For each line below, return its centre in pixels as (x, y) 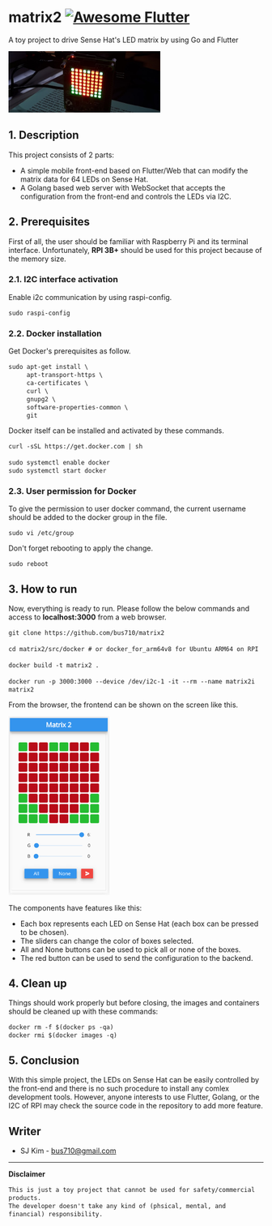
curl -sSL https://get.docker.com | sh (76, 447)
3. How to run (43, 589)
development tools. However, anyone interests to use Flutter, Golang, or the (134, 1097)
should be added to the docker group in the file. (88, 517)
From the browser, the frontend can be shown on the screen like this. (123, 705)
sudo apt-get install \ (49, 367)
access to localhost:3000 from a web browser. (88, 617)
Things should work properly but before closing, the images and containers (134, 1003)
